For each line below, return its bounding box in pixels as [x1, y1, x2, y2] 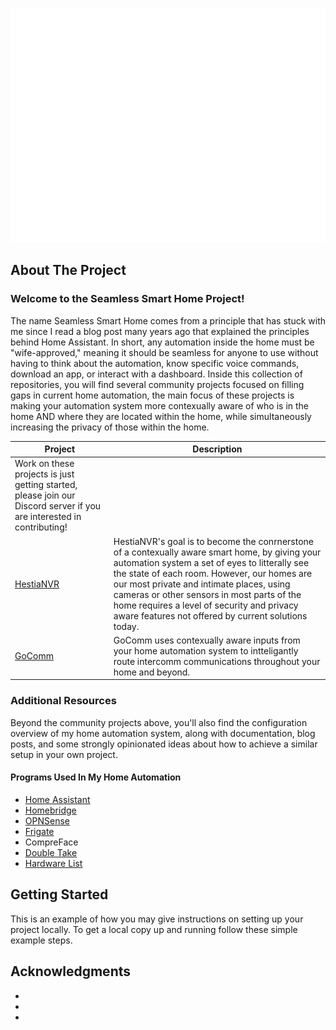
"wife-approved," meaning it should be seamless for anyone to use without [10, 346, 319, 358]
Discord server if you [14, 500, 102, 512]
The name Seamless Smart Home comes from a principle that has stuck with [10, 314, 326, 327]
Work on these [14, 458, 75, 470]
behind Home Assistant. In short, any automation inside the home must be [10, 336, 315, 348]
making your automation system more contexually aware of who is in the [10, 399, 310, 412]
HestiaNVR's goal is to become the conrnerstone [113, 535, 314, 547]
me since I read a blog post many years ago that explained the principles [10, 325, 310, 337]
